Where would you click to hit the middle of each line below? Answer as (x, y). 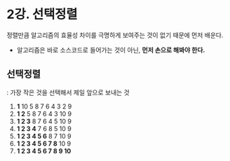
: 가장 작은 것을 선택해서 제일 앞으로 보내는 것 (68, 92)
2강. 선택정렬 (42, 14)
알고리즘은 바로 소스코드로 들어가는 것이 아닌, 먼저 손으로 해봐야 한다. (111, 50)
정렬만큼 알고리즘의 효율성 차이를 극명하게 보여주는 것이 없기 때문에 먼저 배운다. (115, 35)
